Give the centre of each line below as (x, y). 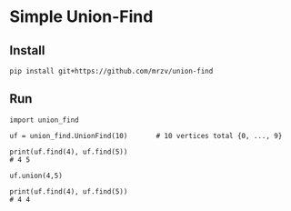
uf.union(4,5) (36, 176)
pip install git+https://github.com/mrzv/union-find (111, 71)
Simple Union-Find (81, 17)
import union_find (44, 120)
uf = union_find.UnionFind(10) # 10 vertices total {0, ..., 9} (146, 136)
